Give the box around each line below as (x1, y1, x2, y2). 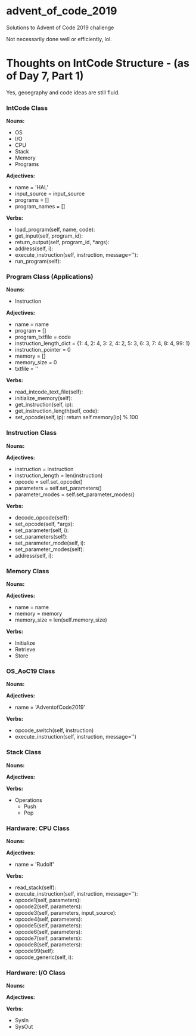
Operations (14, 796, 43, 804)
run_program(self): (14, 258, 61, 265)
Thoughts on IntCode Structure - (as (6, 57, 189, 70)
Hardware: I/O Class (6, 969, 66, 977)
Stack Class (6, 748, 42, 757)
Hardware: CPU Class (6, 824, 70, 832)
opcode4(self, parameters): (14, 915, 82, 923)
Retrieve (14, 646, 36, 653)
